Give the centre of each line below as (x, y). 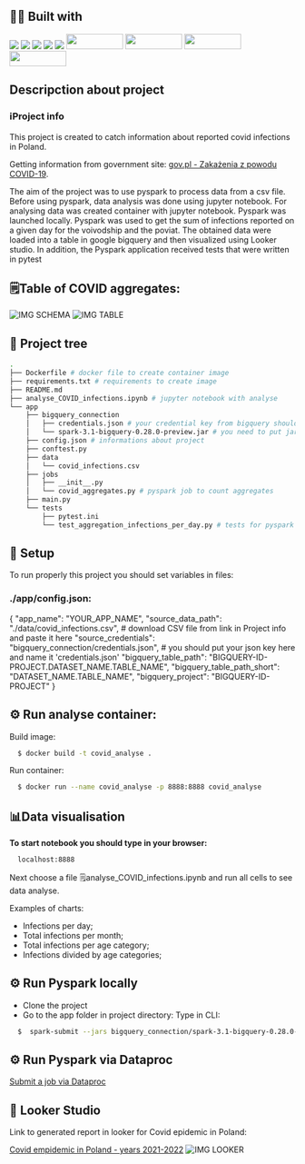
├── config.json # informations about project (115, 441)
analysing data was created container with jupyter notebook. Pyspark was (148, 211)
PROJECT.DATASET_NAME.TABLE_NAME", (89, 667)
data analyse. (34, 890)
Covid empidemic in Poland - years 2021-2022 (97, 1149)
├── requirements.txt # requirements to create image (113, 381)
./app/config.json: (51, 599)
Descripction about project (87, 90)
